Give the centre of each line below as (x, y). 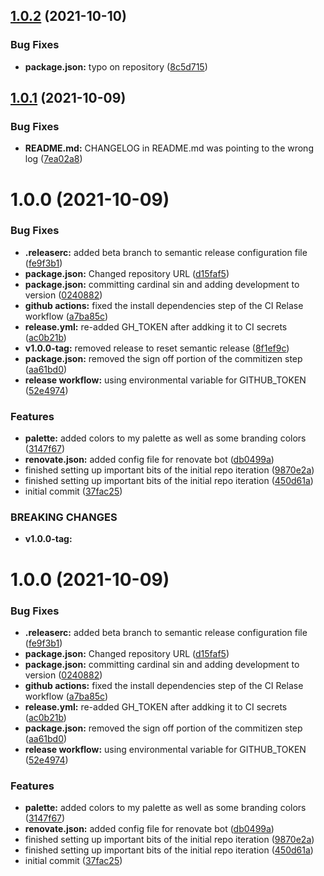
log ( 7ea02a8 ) (53, 159)
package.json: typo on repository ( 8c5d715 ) (116, 66)
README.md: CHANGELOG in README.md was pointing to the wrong (169, 148)
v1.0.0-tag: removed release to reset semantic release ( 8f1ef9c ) (157, 348)
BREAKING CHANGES (64, 517)
